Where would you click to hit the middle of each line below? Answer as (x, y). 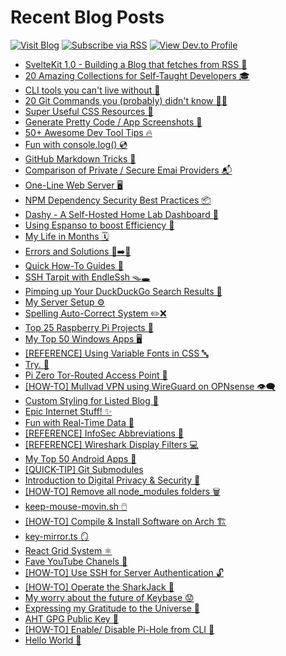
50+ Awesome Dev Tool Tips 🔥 (88, 132)
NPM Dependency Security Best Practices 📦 (118, 200)
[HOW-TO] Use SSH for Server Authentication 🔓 (124, 572)
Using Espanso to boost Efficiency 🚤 (99, 225)
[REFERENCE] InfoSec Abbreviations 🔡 (104, 433)
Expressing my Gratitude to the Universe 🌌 (112, 608)
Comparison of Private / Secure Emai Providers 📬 (128, 170)
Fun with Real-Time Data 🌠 (79, 422)
